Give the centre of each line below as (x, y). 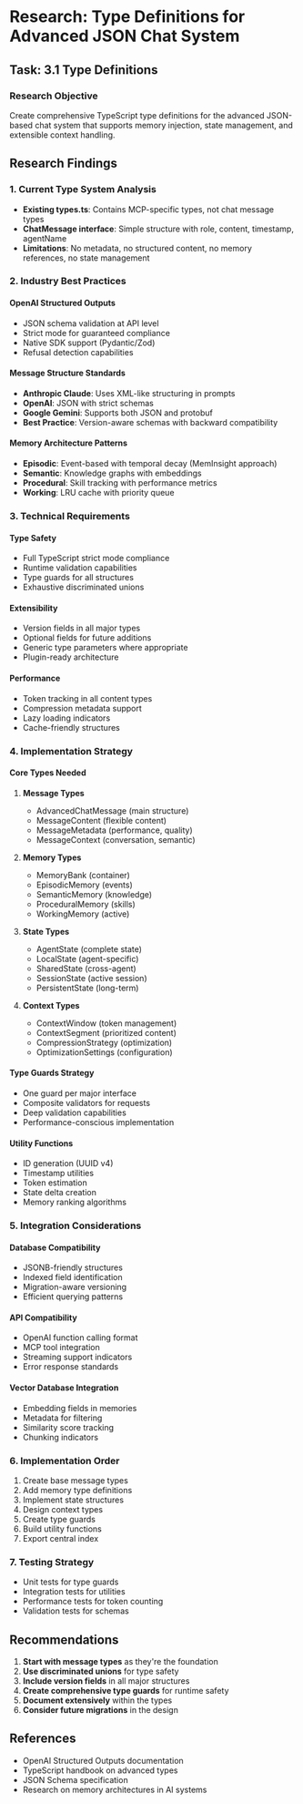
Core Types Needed (48, 773)
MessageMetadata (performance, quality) (114, 830)
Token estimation (55, 1183)
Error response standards (71, 1367)
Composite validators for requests (86, 1102)
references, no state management (86, 258)
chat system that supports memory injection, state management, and (164, 125)
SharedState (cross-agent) (86, 969)
